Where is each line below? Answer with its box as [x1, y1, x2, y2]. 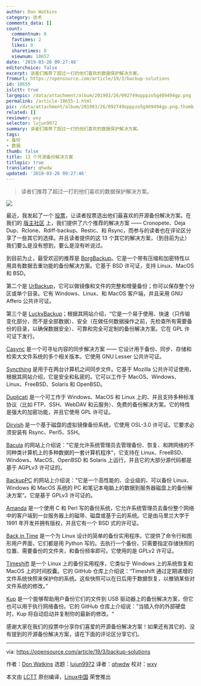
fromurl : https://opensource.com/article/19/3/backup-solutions [6, 76, 170, 82]
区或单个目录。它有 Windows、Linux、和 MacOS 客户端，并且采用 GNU [6, 290, 183, 297]
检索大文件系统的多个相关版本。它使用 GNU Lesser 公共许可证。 [6, 353, 165, 360]
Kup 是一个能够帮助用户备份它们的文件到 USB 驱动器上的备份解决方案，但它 [6, 595, 194, 602]
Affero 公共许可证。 [6, 298, 55, 304]
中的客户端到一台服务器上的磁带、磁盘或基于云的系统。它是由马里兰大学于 [6, 512, 190, 519]
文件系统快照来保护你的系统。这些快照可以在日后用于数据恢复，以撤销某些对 [6, 575, 195, 582]
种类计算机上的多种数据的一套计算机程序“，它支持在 [11, 449, 140, 456]
